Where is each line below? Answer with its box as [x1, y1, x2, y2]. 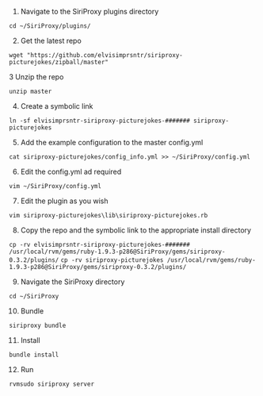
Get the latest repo [20, 36, 82, 45]
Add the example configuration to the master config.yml [20, 138, 204, 147]
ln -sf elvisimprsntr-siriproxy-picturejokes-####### [9, 117, 191, 125]
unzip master [9, 87, 52, 95]
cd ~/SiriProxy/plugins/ [9, 22, 91, 30]
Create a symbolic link [20, 102, 93, 110]
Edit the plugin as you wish [20, 196, 109, 206]
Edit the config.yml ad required [20, 167, 122, 176]
